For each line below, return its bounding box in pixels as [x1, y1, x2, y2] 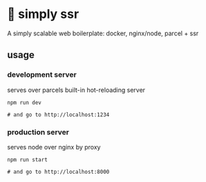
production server [7, 127, 69, 137]
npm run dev [7, 99, 41, 106]
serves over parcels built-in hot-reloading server [7, 86, 146, 94]
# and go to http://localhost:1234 [7, 111, 110, 118]
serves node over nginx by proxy [7, 143, 101, 151]
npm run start [7, 156, 48, 163]
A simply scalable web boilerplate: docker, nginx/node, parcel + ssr [7, 29, 199, 37]
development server [7, 70, 77, 80]
